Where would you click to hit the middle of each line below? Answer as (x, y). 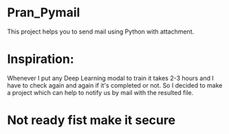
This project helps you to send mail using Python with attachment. (101, 31)
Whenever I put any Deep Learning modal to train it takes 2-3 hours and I (111, 78)
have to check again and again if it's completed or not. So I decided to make (115, 85)
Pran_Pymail (44, 13)
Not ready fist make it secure (91, 120)
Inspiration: (41, 59)
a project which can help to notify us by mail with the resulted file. (100, 92)
